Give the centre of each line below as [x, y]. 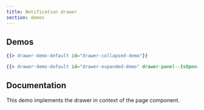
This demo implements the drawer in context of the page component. [93, 100]
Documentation [36, 86]
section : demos [25, 18]
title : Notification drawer [42, 12]
